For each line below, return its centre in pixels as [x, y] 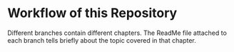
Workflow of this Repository [92, 13]
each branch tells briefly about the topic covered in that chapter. [102, 40]
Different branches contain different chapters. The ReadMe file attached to [117, 33]
